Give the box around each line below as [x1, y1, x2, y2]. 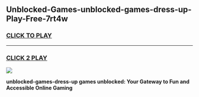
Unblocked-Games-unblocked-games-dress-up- [6, 5, 192, 15]
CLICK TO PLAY [6, 32, 52, 40]
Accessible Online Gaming [6, 84, 73, 91]
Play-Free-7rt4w [6, 14, 68, 24]
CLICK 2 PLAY [6, 53, 47, 62]
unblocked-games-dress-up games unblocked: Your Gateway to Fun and [6, 78, 190, 85]
